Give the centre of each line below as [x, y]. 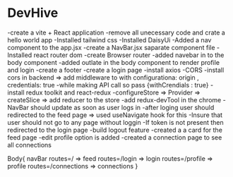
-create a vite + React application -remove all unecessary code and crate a [116, 32]
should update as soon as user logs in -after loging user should [123, 107]
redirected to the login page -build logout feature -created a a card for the [115, 130]
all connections [29, 145]
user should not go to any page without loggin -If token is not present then [115, 122]
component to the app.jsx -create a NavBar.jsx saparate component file [111, 47]
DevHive [33, 13]
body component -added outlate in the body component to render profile [114, 62]
